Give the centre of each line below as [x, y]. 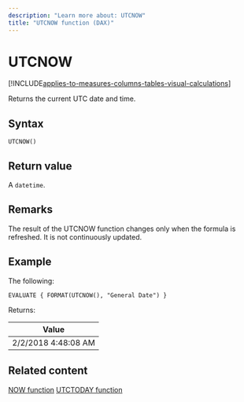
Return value [40, 166]
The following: [31, 281]
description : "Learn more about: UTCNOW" [77, 15]
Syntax [26, 123]
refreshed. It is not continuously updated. [75, 236]
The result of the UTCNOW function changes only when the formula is [122, 229]
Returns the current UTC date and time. [72, 99]
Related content [48, 371]
